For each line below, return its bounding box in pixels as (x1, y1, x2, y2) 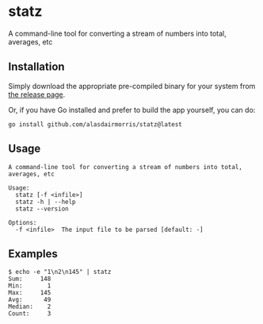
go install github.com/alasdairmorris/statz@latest (8, 120, 182, 129)
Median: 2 (8, 303, 51, 311)
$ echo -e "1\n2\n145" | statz (8, 268, 112, 276)
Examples (8, 247, 58, 260)
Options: (8, 218, 37, 226)
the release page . (8, 90, 66, 99)
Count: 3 (8, 310, 51, 318)
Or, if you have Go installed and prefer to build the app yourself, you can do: (8, 105, 256, 114)
